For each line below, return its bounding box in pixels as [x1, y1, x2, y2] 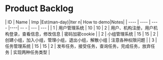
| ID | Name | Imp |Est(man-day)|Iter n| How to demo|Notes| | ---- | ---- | [5, 19, 151, 25]
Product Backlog [5, 3, 74, 14]
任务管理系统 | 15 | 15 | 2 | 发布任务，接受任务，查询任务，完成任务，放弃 [5, 43, 151, 49]
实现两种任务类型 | [13, 49, 50, 55]
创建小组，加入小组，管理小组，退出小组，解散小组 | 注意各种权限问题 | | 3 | [5, 37, 157, 43]
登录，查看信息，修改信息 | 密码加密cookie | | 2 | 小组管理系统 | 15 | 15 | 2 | [9, 31, 159, 37]
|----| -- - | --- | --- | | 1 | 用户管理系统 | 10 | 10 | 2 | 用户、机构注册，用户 [8, 25, 154, 31]
